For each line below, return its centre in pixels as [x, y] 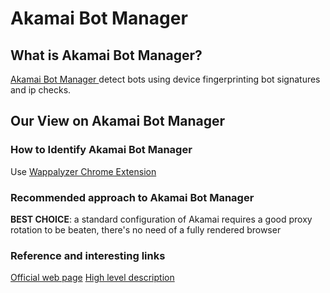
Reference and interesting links [88, 255]
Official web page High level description [92, 278]
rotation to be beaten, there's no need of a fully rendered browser [146, 229]
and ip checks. [41, 90]
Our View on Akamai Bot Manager [117, 121]
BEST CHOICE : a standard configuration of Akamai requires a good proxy [161, 219]
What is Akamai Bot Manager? [106, 55]
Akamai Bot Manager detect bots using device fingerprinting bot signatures [165, 79]
